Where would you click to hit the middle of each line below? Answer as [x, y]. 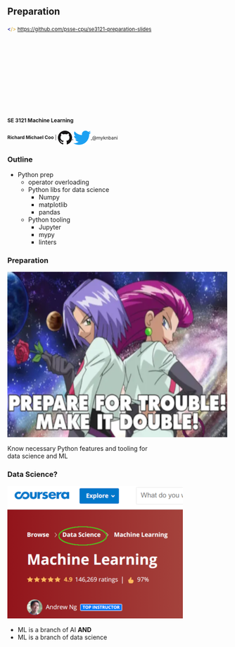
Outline [20, 159]
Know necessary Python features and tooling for [77, 449]
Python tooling [49, 220]
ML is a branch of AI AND [55, 629]
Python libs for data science [69, 190]
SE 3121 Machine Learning [40, 120]
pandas [50, 212]
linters [47, 242]
